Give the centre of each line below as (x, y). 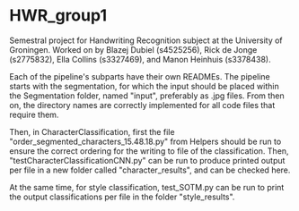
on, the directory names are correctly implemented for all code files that (142, 105)
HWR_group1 (58, 16)
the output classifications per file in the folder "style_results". (122, 197)
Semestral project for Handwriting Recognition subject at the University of (146, 40)
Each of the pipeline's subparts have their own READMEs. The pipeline (140, 76)
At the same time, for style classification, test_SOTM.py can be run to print (147, 187)
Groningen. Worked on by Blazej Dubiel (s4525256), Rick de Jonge (133, 49)
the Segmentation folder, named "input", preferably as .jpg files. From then (147, 96)
